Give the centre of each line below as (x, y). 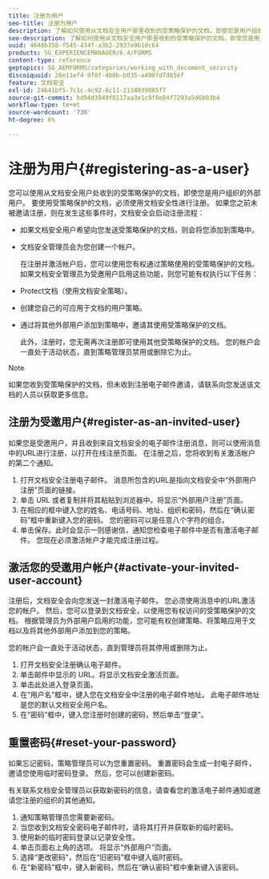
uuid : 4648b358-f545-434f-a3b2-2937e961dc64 (84, 46)
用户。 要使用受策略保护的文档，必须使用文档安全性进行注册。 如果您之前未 (133, 203)
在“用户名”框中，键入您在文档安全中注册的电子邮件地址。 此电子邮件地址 (140, 695)
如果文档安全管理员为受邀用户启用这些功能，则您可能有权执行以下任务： (139, 274)
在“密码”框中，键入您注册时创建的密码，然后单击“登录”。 (114, 715)
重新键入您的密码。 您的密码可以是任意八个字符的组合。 (136, 520)
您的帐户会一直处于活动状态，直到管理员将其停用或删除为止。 (110, 648)
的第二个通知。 (33, 463)
